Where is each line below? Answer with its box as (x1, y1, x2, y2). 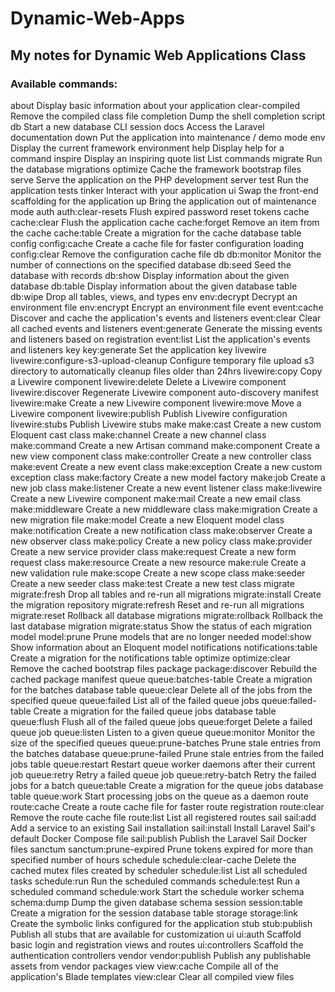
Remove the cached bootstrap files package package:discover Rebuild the (10, 662, 318, 674)
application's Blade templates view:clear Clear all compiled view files (10, 970, 295, 982)
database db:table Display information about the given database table (10, 280, 298, 292)
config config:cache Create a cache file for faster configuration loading (10, 237, 304, 249)
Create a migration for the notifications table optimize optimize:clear (10, 652, 292, 664)
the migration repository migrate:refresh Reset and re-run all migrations (10, 598, 305, 611)
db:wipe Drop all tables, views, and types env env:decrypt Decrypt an (10, 290, 298, 302)
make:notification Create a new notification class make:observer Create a (10, 524, 313, 536)
